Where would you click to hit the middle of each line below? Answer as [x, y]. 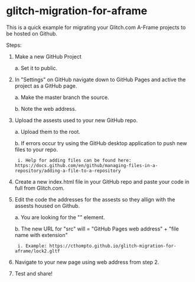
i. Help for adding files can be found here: [74, 160]
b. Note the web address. [45, 108]
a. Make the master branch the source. [62, 97]
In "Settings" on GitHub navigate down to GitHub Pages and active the [100, 79]
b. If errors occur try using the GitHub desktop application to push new [101, 143]
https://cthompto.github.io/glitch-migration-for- [113, 246]
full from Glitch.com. [40, 188]
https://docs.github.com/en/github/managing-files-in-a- [86, 165]
